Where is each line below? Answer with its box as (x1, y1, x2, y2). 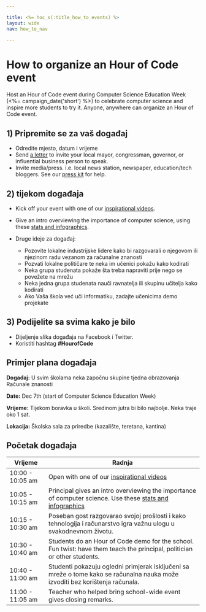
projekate (24, 299, 49, 306)
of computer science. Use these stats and (48, 494, 169, 503)
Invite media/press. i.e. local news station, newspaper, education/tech (15, 164, 192, 172)
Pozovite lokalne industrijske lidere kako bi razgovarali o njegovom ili (24, 247, 198, 254)
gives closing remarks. (48, 595, 113, 604)
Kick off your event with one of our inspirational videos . (15, 204, 156, 212)
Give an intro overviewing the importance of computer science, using (15, 216, 191, 224)
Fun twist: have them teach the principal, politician (48, 544, 193, 553)
